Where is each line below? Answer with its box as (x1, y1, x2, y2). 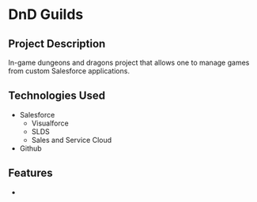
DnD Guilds (8, 6, 84, 24)
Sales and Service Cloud (31, 135, 112, 144)
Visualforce (31, 118, 69, 128)
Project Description (8, 37, 106, 50)
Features (8, 166, 53, 180)
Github (19, 144, 42, 153)
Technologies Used (8, 89, 105, 103)
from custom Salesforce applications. (8, 66, 130, 76)
